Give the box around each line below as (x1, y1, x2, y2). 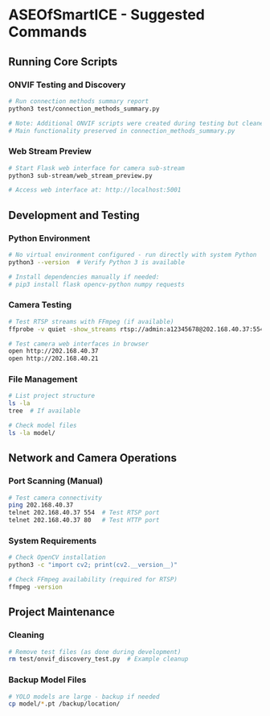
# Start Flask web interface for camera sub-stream (8, 163, 185, 172)
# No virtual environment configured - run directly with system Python (8, 250, 257, 259)
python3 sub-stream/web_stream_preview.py (8, 172, 153, 180)
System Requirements (8, 535, 97, 546)
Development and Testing (8, 208, 141, 222)
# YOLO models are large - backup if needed (8, 693, 160, 701)
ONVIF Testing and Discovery (8, 79, 126, 90)
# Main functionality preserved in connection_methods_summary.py (8, 126, 235, 135)
